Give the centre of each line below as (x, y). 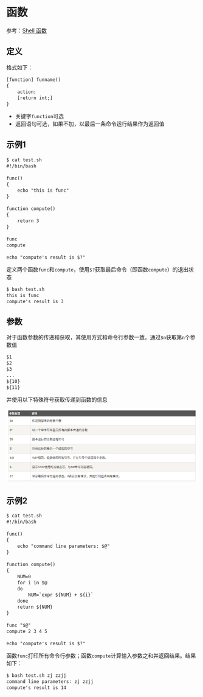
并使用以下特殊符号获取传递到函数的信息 (57, 400)
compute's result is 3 (35, 301)
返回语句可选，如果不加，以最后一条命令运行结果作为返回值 (90, 124)
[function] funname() (34, 80)
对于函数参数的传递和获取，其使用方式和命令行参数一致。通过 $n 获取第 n (96, 337)
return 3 (28, 221)
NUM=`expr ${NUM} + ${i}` (61, 595)
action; (27, 92)
